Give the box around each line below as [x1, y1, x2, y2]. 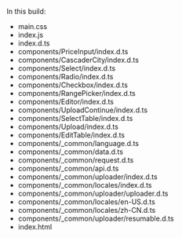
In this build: [6, 7, 46, 16]
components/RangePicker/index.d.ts [17, 89, 136, 97]
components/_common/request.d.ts [17, 156, 134, 164]
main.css [17, 22, 48, 31]
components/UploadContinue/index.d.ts [17, 105, 148, 115]
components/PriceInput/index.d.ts [17, 47, 129, 56]
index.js [17, 31, 44, 39]
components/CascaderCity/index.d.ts [17, 55, 140, 64]
